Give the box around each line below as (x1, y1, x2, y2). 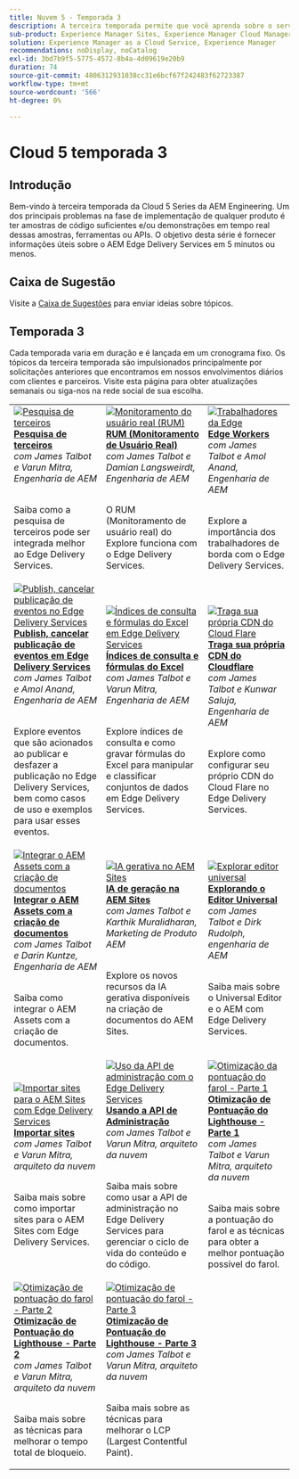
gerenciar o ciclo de (105, 1236, 190, 1248)
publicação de (13, 638, 76, 651)
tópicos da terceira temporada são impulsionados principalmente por (9, 357, 263, 367)
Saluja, (207, 694, 238, 706)
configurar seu (207, 759, 270, 771)
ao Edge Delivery (13, 548, 85, 560)
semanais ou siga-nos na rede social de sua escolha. (9, 385, 204, 396)
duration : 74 (9, 63, 58, 72)
